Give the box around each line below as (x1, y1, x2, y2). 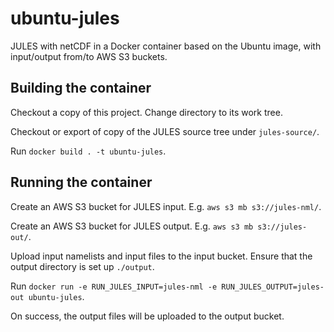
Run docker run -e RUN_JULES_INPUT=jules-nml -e (10, 280, 218, 292)
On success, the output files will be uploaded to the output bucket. (10, 310, 285, 322)
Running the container (10, 174, 153, 191)
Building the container (10, 80, 152, 97)
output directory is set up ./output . (10, 260, 155, 272)
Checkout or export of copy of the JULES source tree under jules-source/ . (10, 125, 320, 137)
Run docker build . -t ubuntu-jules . (10, 145, 167, 157)
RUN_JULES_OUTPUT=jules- (221, 282, 325, 292)
